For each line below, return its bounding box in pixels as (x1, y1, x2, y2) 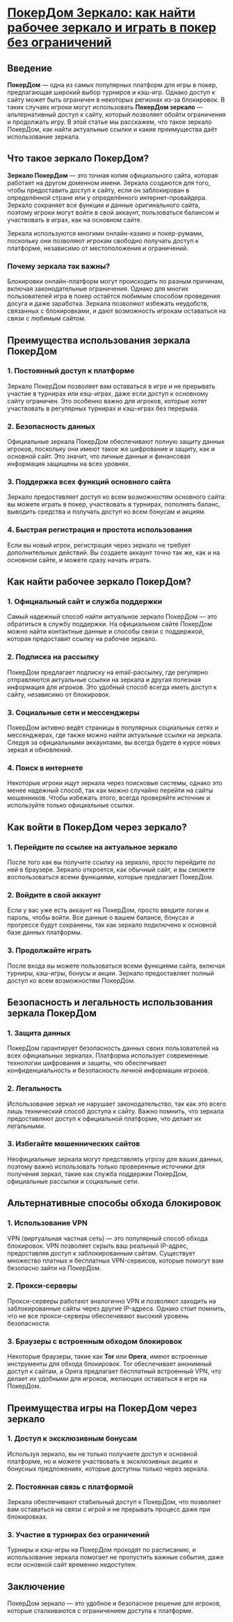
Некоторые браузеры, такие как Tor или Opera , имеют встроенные (7, 1352, 208, 1361)
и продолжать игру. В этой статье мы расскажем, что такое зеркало (7, 118, 212, 126)
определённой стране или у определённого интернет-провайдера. (7, 193, 207, 201)
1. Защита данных (7, 1028, 71, 1037)
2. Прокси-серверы (7, 1281, 78, 1290)
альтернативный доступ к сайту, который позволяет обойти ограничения (7, 110, 226, 118)
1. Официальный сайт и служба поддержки (7, 597, 162, 606)
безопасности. (7, 1319, 51, 1327)
